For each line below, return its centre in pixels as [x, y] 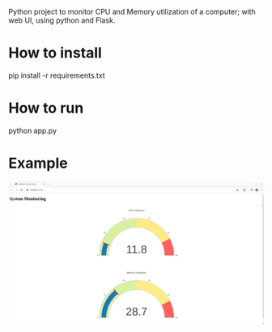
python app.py [33, 130]
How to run [46, 108]
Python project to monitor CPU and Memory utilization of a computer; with [132, 12]
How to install [55, 53]
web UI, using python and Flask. [62, 20]
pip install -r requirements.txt [57, 75]
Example [38, 163]
